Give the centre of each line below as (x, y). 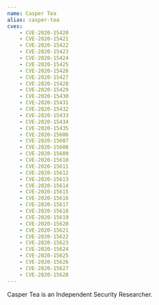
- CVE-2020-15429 (44, 90)
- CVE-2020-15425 (44, 64)
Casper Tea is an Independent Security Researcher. (80, 294)
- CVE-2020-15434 (44, 122)
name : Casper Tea (32, 13)
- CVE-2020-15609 (44, 154)
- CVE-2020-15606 (44, 134)
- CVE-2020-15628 (44, 275)
